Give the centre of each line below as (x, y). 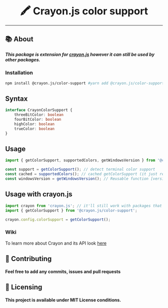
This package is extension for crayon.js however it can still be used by (80, 54)
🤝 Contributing (28, 259)
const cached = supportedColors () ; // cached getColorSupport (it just (81, 174)
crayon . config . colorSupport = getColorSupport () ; (58, 219)
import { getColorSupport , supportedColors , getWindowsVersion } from (80, 160)
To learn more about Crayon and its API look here (56, 243)
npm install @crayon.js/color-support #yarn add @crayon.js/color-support (85, 83)
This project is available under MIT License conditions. (63, 300)
